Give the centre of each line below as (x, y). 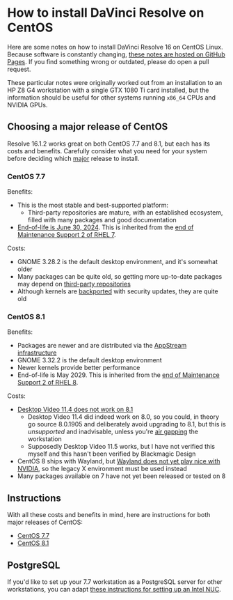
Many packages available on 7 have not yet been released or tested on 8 (121, 476)
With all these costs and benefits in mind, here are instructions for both (109, 515)
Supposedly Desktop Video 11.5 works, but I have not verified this (121, 447)
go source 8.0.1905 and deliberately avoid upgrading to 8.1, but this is (127, 424)
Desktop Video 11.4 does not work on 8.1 (75, 410)
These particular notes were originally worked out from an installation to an (115, 82)
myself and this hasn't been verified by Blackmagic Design (112, 454)
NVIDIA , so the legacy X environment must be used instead (102, 469)
